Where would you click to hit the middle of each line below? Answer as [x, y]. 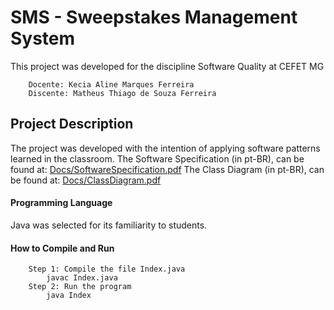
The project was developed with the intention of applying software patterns [165, 148]
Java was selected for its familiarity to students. [109, 225]
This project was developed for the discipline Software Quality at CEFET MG [167, 66]
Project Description [72, 124]
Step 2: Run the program [80, 287]
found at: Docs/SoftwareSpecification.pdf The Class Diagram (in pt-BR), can [167, 169]
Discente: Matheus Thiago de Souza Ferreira [122, 93]
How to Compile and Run [62, 248]
